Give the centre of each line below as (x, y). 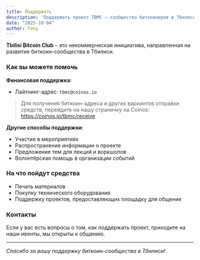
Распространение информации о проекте (68, 145)
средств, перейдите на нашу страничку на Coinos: (85, 109)
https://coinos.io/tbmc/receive (58, 116)
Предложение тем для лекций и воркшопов (71, 151)
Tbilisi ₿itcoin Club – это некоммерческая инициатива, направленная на (99, 45)
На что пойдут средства (43, 174)
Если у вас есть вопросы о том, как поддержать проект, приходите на (96, 228)
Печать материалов (40, 186)
